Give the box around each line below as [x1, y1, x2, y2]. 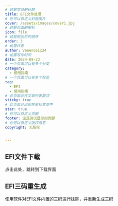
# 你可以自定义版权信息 [5, 120, 46, 125]
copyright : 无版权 [5, 125, 40, 130]
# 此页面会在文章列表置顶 [5, 93, 50, 98]
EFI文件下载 [5, 152, 40, 161]
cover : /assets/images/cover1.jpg [5, 20, 75, 26]
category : [5, 66, 25, 71]
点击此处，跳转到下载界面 [5, 167, 56, 172]
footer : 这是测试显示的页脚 [5, 115, 55, 121]
